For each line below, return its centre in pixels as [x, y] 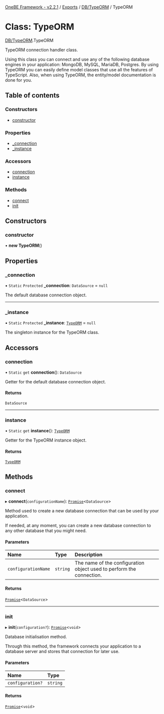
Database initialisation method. [36, 636]
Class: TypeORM [40, 27]
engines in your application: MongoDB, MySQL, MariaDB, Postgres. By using [82, 64]
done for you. [19, 80]
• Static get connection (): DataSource [43, 372]
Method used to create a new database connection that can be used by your [82, 511]
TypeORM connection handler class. [41, 50]
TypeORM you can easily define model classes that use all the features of [79, 69]
